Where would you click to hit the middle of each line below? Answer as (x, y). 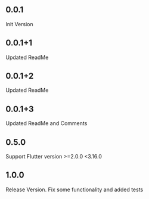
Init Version (19, 24)
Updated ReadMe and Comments (46, 123)
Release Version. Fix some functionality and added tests (74, 189)
